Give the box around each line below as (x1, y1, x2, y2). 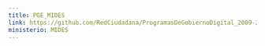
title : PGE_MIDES (8, 11, 65, 19)
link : (8, 19, 26, 27)
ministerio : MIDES (8, 26, 69, 34)
